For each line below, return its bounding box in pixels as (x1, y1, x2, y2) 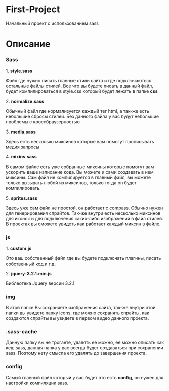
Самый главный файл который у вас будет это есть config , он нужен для (6, 374, 164, 380)
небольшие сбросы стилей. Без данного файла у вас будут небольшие (6, 113, 159, 120)
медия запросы (6, 144, 39, 150)
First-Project (6, 4, 60, 15)
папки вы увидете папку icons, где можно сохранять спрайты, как (6, 310, 150, 316)
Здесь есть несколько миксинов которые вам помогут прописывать (6, 139, 155, 145)
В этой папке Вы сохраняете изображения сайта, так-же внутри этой (6, 305, 156, 311)
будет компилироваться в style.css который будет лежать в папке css (6, 88, 158, 94)
